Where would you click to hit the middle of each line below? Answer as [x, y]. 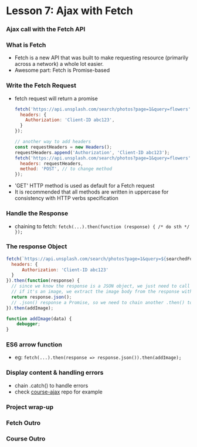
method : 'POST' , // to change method [66, 169]
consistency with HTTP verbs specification [66, 198]
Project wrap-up [30, 407]
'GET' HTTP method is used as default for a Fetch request [84, 186]
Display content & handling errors [55, 373]
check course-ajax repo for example [58, 392]
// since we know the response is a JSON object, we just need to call [101, 286]
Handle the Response [37, 214]
